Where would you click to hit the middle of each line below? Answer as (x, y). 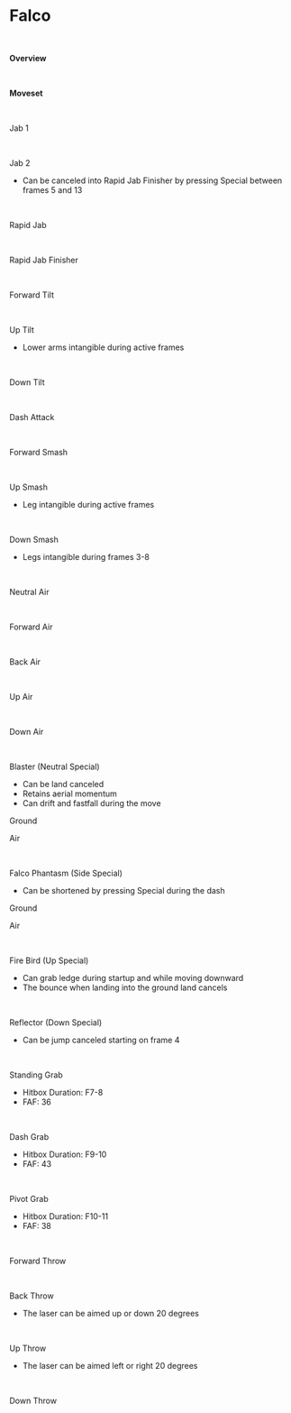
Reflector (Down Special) (56, 1022)
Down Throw (33, 1400)
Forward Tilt (32, 295)
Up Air (21, 696)
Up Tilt (22, 329)
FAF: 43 (37, 1163)
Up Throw (28, 1348)
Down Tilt (27, 382)
